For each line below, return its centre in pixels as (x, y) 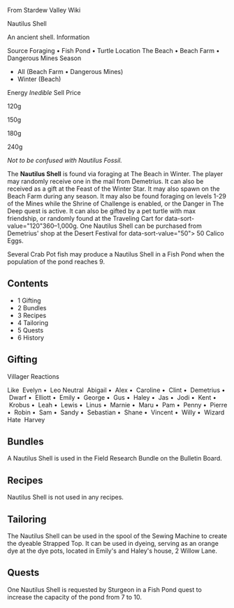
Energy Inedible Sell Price (44, 93)
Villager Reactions (33, 376)
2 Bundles (32, 307)
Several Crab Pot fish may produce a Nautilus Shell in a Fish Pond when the (116, 254)
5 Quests (30, 330)
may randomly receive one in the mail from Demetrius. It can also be (105, 181)
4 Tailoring (33, 323)
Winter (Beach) (39, 79)
